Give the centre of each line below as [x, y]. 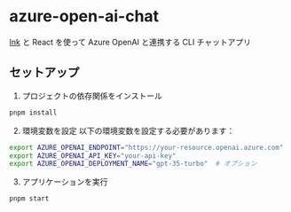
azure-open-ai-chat [84, 16]
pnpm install [33, 113]
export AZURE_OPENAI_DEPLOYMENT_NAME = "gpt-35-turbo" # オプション [133, 164]
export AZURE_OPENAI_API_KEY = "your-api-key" [93, 156]
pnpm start [29, 199]
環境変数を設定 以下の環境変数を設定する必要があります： [128, 130]
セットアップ [44, 73]
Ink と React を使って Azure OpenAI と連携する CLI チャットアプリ [130, 42]
